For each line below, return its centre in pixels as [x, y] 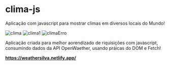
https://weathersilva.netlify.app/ [41, 58]
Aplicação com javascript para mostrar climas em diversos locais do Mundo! [85, 23]
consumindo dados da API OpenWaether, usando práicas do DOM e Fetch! [83, 48]
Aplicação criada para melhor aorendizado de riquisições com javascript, [82, 43]
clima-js [23, 9]
